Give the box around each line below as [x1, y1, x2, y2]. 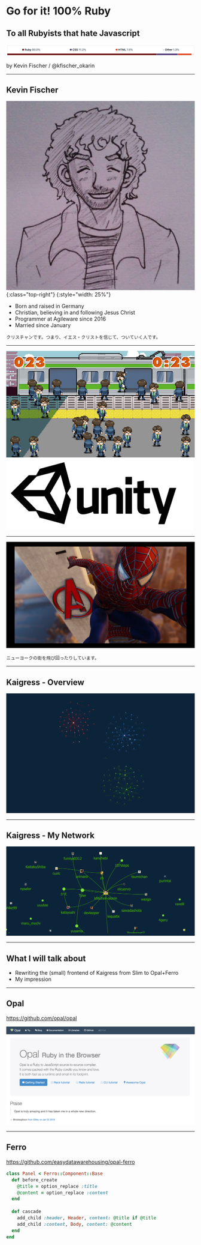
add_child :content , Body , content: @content [17, 1221, 133, 1227]
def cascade [11, 1208, 42, 1215]
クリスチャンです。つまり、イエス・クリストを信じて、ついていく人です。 [6, 334, 161, 340]
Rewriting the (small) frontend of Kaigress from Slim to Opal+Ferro [14, 969, 179, 976]
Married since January [14, 322, 71, 329]
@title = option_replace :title [17, 1183, 98, 1189]
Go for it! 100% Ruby [6, 4, 111, 18]
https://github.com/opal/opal [6, 1014, 77, 1022]
